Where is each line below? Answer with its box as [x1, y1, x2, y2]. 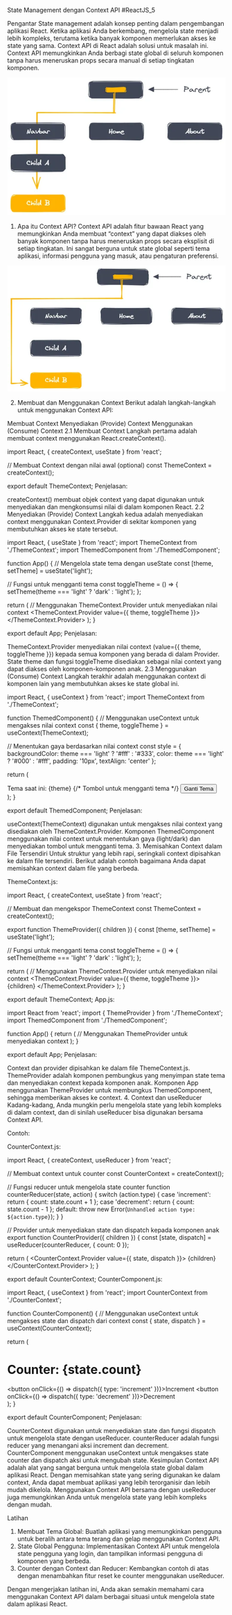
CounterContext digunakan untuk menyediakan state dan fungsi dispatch [7, 1427, 216, 1435]
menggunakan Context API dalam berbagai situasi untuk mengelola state [7, 1593, 215, 1601]
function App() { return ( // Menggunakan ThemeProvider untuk [7, 1030, 188, 1038]
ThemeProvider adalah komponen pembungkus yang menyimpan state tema [7, 1072, 226, 1080]
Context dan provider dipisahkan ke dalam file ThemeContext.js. [7, 1064, 190, 1072]
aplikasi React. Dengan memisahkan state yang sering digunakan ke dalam [7, 1471, 220, 1479]
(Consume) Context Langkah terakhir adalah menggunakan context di [7, 672, 206, 680]
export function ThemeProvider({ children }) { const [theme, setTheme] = [7, 926, 216, 934]
